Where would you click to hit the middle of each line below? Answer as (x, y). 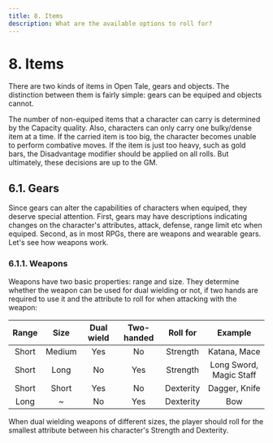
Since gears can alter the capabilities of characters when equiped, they (128, 208)
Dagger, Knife (234, 388)
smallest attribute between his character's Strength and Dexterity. (119, 430)
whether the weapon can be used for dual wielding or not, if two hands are (133, 290)
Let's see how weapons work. (58, 243)
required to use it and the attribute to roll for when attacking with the (123, 299)
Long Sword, (234, 365)
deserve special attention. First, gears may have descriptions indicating (128, 217)
